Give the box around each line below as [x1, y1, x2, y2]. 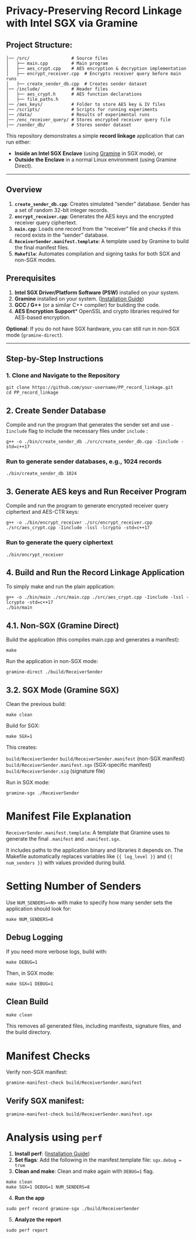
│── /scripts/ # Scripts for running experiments [6, 107, 158, 112]
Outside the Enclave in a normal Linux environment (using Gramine [14, 156, 177, 163]
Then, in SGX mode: [6, 970, 54, 977]
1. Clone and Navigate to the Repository [6, 371, 120, 379]
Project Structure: [6, 40, 73, 50]
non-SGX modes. [14, 256, 57, 263]
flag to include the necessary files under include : [28, 428, 148, 435]
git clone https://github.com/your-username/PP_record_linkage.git [6, 385, 174, 391]
